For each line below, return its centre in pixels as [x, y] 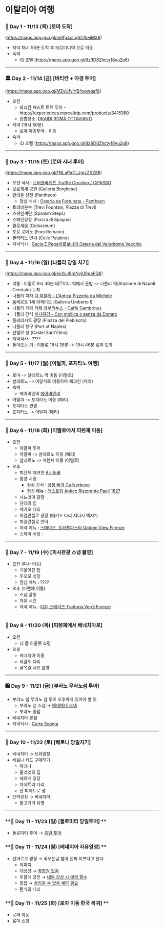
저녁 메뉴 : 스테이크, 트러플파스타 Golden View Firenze [72, 527]
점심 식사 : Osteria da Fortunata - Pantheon [62, 201]
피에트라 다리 [32, 784]
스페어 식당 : [31, 534]
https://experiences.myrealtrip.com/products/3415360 [74, 113]
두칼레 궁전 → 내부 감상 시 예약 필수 [53, 877]
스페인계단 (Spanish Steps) [39, 213]
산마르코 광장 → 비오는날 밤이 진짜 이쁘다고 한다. [58, 858]
